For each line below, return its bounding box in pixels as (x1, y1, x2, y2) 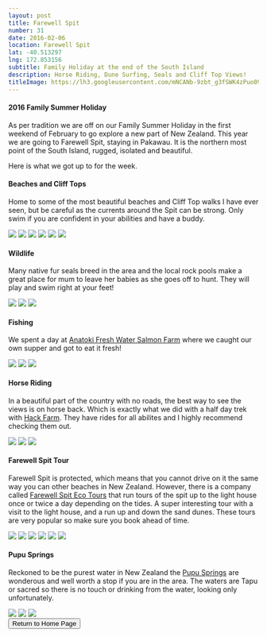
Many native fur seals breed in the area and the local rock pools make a (8, 266, 242, 276)
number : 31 (8, 26, 44, 34)
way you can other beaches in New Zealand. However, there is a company (8, 481, 252, 491)
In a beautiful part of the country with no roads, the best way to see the (8, 396, 242, 405)
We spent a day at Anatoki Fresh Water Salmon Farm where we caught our (8, 335, 252, 345)
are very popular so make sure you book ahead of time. (8, 515, 190, 525)
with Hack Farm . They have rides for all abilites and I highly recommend (8, 412, 243, 422)
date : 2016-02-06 (8, 33, 66, 42)
